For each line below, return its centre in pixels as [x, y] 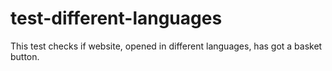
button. [25, 56]
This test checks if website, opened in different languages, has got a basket [166, 46]
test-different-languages [116, 18]
